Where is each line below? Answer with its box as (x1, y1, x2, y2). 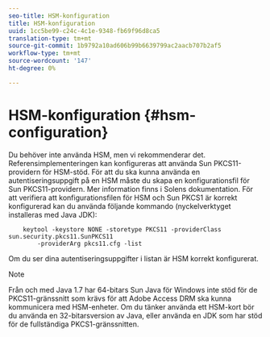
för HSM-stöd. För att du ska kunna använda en (42, 167, 200, 177)
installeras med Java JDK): (8, 210, 98, 219)
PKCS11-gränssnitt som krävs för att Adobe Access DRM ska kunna (8, 293, 232, 303)
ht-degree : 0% (8, 64, 56, 73)
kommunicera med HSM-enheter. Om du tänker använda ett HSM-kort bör (8, 302, 255, 311)
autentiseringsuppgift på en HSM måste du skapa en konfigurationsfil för (8, 175, 250, 185)
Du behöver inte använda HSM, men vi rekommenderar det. (8, 150, 206, 160)
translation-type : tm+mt (8, 34, 92, 43)
